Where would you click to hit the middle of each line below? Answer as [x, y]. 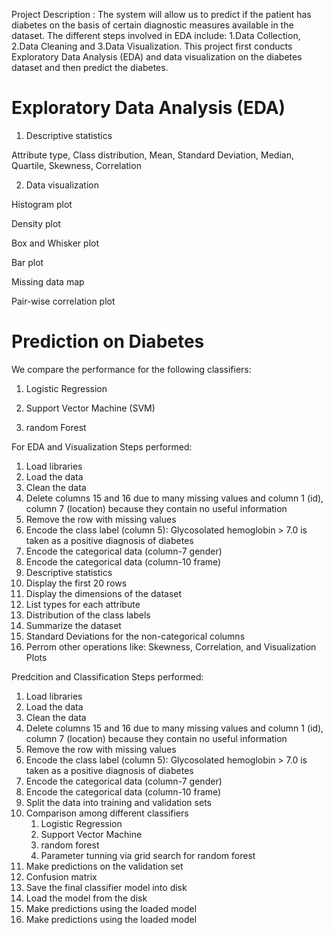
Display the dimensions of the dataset [104, 593]
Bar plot [27, 262]
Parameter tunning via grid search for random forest [148, 855]
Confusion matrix [61, 876]
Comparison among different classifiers [107, 813]
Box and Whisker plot [55, 243]
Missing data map [48, 281]
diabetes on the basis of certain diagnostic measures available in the [152, 25]
